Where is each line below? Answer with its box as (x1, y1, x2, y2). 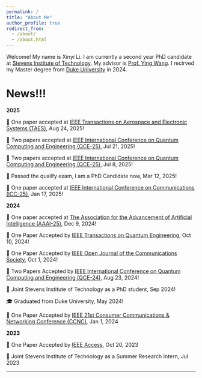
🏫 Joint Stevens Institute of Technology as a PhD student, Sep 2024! (6, 286, 176, 293)
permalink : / (6, 8, 39, 15)
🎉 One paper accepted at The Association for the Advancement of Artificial (6, 214, 192, 221)
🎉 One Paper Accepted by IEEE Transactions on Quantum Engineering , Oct (6, 232, 191, 239)
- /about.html (11, 37, 47, 43)
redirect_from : (6, 25, 44, 32)
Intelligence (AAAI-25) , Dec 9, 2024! (6, 220, 97, 227)
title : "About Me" (6, 14, 52, 20)
